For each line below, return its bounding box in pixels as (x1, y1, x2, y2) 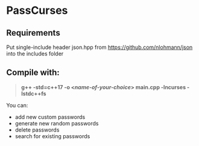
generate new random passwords (14, 119, 99, 127)
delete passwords (14, 126, 60, 133)
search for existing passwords (14, 132, 90, 139)
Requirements (6, 28, 60, 38)
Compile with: (6, 68, 60, 78)
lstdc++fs (21, 90, 46, 97)
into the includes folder (6, 50, 64, 57)
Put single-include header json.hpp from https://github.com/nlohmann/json (6, 43, 193, 51)
